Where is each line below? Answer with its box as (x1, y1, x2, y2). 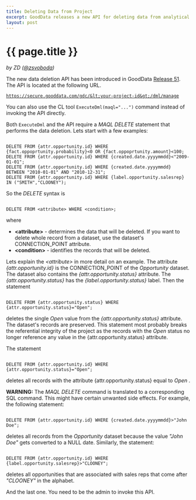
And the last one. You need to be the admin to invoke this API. (6, 488, 155, 496)
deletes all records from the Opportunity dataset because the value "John (6, 433, 183, 440)
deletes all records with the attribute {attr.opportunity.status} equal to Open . (6, 377, 191, 384)
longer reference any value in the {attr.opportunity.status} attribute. (6, 334, 169, 341)
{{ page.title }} (6, 45, 78, 58)
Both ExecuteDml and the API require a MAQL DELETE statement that (6, 121, 170, 128)
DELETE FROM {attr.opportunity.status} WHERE (6, 300, 119, 306)
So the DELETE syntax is (6, 190, 66, 197)
